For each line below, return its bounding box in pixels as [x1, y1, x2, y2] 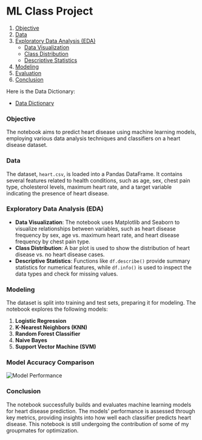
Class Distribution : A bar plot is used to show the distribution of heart [15, 244, 190, 251]
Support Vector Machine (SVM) [15, 343, 96, 350]
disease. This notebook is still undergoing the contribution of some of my [6, 420, 189, 427]
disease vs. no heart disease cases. [15, 251, 105, 258]
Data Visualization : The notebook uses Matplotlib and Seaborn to [15, 218, 180, 226]
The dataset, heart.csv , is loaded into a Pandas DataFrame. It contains [6, 170, 183, 177]
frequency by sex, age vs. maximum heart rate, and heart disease [15, 231, 180, 239]
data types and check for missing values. [15, 270, 118, 277]
